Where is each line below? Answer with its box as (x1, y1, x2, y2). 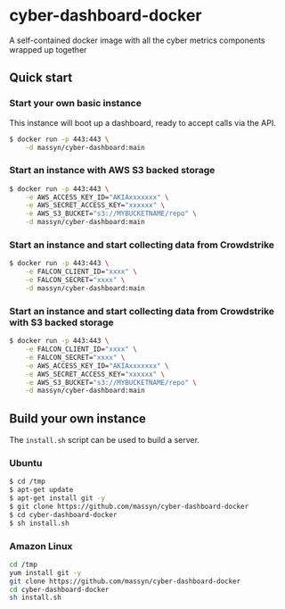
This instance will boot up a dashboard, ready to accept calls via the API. (9, 117, 276, 128)
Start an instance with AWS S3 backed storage (9, 164, 216, 177)
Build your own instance (9, 411, 147, 426)
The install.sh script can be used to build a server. (9, 435, 200, 446)
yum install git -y (9, 568, 82, 577)
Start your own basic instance (9, 97, 142, 110)
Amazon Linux (9, 539, 73, 552)
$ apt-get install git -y (9, 494, 105, 503)
